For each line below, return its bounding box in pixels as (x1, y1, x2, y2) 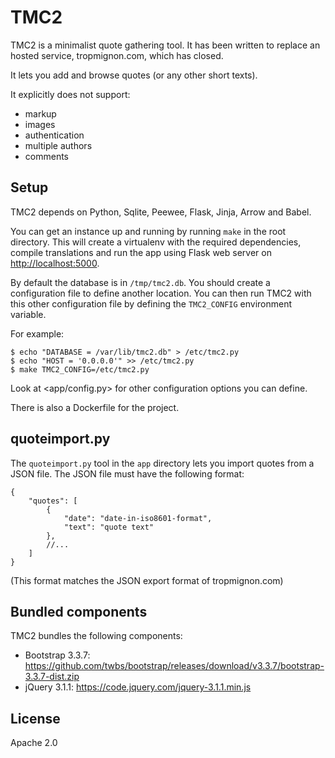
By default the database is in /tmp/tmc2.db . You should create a (10, 276, 271, 288)
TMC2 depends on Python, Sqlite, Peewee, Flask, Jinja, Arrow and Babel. (10, 206, 312, 218)
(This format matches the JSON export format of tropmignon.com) (10, 574, 284, 586)
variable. (10, 308, 47, 320)
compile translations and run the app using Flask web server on (10, 246, 272, 258)
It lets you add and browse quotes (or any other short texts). (10, 69, 258, 81)
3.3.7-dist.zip (24, 671, 80, 683)
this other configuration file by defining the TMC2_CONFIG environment (10, 297, 293, 310)
